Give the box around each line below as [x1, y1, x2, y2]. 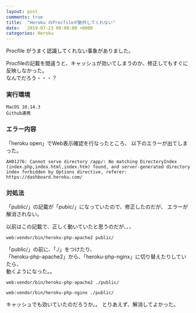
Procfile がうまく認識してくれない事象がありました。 [6, 48, 134, 55]
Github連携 [6, 110, 31, 116]
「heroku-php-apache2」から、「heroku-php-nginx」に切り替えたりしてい [6, 253, 187, 260]
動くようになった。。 [6, 268, 55, 275]
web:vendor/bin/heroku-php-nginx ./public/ [6, 290, 114, 296]
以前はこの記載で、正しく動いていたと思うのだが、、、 [6, 223, 134, 230]
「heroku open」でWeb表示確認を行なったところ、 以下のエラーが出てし [6, 139, 183, 147]
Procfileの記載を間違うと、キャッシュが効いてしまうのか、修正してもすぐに [6, 60, 189, 67]
